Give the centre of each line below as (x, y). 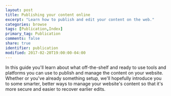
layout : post (19, 10)
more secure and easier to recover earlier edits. (56, 89)
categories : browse (26, 24)
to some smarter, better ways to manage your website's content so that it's (84, 83)
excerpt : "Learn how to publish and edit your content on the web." (80, 19)
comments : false (23, 39)
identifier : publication (32, 48)
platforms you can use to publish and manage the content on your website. (84, 73)
